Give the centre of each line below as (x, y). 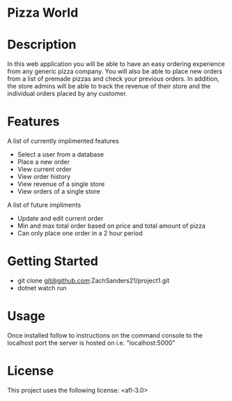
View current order (44, 169)
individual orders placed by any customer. (67, 94)
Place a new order (43, 162)
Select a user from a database (61, 155)
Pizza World (43, 13)
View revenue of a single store (61, 184)
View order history (44, 177)
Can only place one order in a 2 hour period (80, 233)
